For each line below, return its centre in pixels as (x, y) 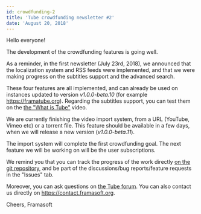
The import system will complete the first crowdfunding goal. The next (94, 144)
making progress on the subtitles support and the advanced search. (91, 77)
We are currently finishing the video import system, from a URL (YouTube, (98, 119)
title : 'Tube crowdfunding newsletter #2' (60, 18)
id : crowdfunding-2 (31, 12)
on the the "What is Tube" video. (47, 108)
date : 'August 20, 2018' (37, 23)
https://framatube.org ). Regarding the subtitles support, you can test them (98, 101)
